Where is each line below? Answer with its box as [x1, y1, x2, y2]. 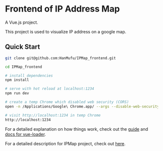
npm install [5, 77, 29, 83]
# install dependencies [5, 73, 53, 78]
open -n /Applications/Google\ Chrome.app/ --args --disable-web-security [5, 104, 160, 109]
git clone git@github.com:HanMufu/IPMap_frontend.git [5, 56, 116, 60]
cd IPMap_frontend [5, 64, 42, 69]
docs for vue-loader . [5, 131, 46, 137]
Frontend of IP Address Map [5, 3, 120, 15]
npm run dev [5, 91, 29, 96]
